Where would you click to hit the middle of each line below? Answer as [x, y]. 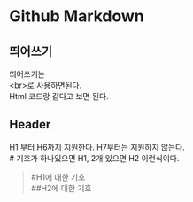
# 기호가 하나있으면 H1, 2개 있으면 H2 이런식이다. [94, 158]
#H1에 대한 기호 [58, 177]
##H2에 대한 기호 [61, 188]
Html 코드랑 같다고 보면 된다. [59, 96]
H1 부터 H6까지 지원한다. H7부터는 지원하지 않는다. [97, 147]
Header [30, 124]
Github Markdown [77, 16]
